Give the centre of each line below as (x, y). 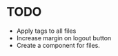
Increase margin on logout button (64, 38)
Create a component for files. (58, 45)
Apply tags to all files (46, 31)
